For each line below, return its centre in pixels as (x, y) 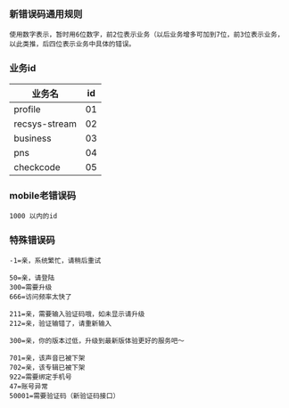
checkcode (37, 167)
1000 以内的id (33, 216)
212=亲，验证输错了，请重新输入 (61, 324)
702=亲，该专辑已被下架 (47, 368)
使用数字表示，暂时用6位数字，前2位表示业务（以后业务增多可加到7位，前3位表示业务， (147, 35)
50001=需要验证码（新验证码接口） (65, 396)
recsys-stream (45, 124)
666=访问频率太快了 (41, 297)
